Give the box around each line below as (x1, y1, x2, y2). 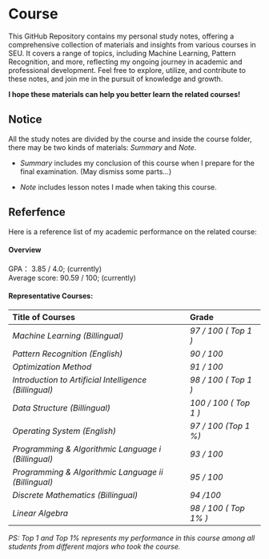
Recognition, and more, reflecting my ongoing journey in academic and (8, 57, 243, 67)
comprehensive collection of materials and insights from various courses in (8, 39, 256, 49)
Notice (8, 113, 42, 127)
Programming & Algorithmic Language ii (12, 466, 163, 477)
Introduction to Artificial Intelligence (12, 374, 147, 385)
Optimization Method (12, 361, 92, 372)
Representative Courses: (8, 291, 94, 301)
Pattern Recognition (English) (12, 348, 123, 359)
